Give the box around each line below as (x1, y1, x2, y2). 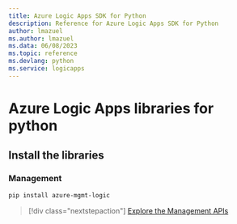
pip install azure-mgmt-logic (8, 191, 111, 199)
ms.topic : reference (8, 49, 78, 57)
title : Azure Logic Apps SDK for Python (8, 11, 147, 20)
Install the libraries (8, 149, 105, 163)
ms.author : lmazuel (8, 34, 74, 43)
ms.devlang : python (8, 57, 74, 66)
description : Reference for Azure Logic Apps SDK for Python (8, 19, 219, 27)
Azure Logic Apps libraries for (8, 99, 214, 117)
